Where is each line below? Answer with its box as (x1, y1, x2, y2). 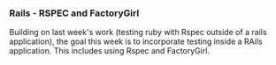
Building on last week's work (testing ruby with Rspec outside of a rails (9, 27, 267, 38)
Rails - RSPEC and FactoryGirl (9, 7, 140, 19)
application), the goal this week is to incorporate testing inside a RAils (9, 36, 263, 47)
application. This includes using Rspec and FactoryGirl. (9, 46, 211, 56)
